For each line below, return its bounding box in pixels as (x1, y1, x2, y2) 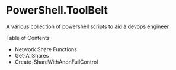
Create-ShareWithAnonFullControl (14, 58, 98, 65)
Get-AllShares (14, 52, 49, 59)
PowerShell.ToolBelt (6, 4, 108, 17)
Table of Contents (6, 34, 50, 41)
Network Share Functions (14, 45, 77, 53)
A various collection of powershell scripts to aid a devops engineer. (6, 23, 171, 30)
